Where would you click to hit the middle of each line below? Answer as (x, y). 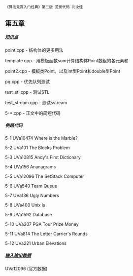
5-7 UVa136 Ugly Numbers (32, 196)
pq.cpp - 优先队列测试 (28, 82)
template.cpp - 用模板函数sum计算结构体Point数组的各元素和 (67, 61)
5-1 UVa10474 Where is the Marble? (41, 138)
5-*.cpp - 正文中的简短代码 (33, 113)
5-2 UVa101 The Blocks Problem (37, 148)
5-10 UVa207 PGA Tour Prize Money (42, 224)
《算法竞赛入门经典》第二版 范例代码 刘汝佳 (44, 7)
